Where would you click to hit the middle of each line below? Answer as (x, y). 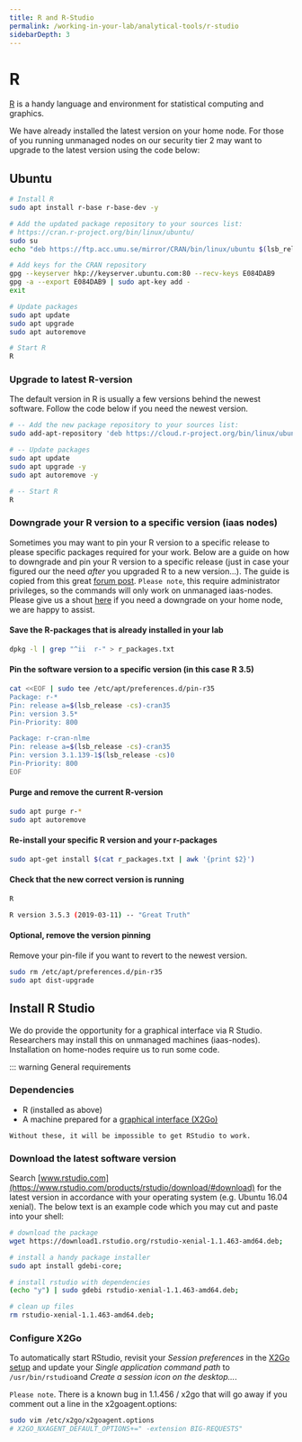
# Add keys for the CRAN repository (78, 265)
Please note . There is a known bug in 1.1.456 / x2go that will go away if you (148, 1394)
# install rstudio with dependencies (80, 1282)
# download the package (54, 1233)
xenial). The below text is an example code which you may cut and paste (144, 1207)
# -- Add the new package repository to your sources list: (124, 425)
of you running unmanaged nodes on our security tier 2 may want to (136, 141)
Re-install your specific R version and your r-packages (113, 840)
